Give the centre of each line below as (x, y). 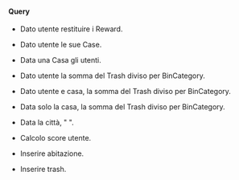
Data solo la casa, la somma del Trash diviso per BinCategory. (122, 107)
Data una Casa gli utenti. (61, 60)
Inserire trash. (43, 170)
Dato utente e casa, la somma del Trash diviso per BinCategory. (126, 92)
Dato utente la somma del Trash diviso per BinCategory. (112, 76)
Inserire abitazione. (52, 153)
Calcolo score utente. (56, 138)
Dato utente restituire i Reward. (71, 29)
